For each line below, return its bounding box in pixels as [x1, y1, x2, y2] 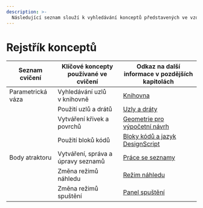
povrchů [57, 122, 82, 131]
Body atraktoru [9, 154, 52, 162]
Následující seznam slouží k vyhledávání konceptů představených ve [11, 15, 188, 21]
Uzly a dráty [123, 105, 158, 114]
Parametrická [9, 88, 47, 96]
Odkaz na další [137, 62, 181, 71]
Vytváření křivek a [57, 115, 109, 123]
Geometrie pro [123, 115, 164, 123]
